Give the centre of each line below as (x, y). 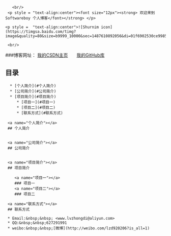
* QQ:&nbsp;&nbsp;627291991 (37, 223)
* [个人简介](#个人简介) (33, 86)
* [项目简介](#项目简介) (33, 97)
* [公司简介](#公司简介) (33, 91)
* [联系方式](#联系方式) (40, 113)
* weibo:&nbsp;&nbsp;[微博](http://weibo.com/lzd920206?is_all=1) (79, 228)
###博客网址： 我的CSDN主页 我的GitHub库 (55, 55)
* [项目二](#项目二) (36, 107)
